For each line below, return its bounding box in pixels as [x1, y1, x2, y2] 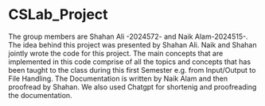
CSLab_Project [8, 6, 109, 24]
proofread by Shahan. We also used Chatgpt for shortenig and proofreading [8, 81, 257, 92]
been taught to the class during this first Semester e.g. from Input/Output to [8, 65, 256, 74]
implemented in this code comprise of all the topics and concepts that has [8, 57, 251, 66]
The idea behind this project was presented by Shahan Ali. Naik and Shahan [8, 40, 257, 49]
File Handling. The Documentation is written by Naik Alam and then [8, 74, 228, 83]
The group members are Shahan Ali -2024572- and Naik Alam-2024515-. [8, 32, 248, 41]
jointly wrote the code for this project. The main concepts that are [8, 48, 224, 58]
